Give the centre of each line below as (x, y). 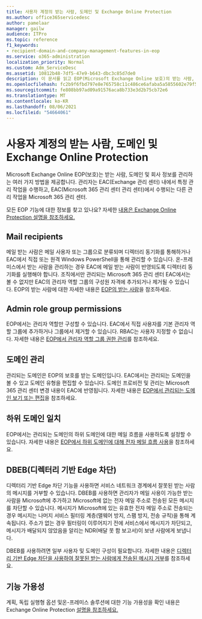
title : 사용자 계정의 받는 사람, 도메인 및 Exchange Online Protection (89, 12)
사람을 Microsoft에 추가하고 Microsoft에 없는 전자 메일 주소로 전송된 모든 (92, 501)
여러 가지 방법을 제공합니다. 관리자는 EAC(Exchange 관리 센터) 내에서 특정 (100, 182)
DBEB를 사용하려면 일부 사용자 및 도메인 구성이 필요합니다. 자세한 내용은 (91, 551)
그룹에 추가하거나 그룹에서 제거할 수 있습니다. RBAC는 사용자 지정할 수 (95, 331)
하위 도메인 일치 (34, 419)
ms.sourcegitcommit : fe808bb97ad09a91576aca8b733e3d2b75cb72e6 (87, 90)
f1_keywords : (23, 46)
